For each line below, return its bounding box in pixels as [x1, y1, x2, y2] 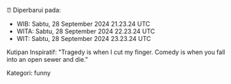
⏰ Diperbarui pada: [6, 6, 62, 14]
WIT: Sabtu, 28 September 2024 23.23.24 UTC [16, 35, 151, 42]
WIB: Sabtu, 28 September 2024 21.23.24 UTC [16, 20, 151, 28]
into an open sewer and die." [6, 56, 88, 63]
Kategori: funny [6, 69, 51, 77]
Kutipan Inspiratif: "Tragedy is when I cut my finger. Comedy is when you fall [6, 48, 225, 56]
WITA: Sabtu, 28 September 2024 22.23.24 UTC [16, 27, 155, 35]
